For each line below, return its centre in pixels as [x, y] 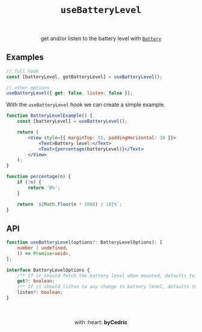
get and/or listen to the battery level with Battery [101, 38]
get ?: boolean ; [36, 281]
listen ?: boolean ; [40, 292]
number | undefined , [43, 248]
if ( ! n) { [29, 182]
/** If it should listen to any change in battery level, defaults [103, 287]
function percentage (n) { [38, 177]
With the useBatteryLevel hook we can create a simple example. [86, 105]
